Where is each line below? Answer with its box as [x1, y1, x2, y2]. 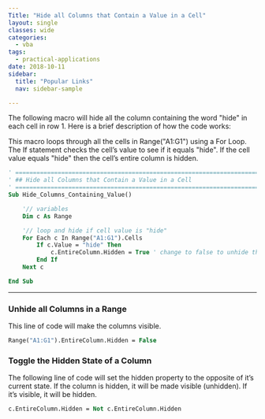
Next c [22, 263, 44, 271]
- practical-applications [15, 56, 101, 64]
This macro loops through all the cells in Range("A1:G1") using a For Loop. [8, 137, 247, 146]
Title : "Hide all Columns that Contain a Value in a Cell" [8, 11, 207, 20]
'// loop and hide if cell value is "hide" [22, 226, 168, 235]
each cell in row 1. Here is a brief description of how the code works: [8, 121, 231, 131]
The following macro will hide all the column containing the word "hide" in [8, 113, 248, 123]
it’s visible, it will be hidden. [8, 390, 97, 399]
